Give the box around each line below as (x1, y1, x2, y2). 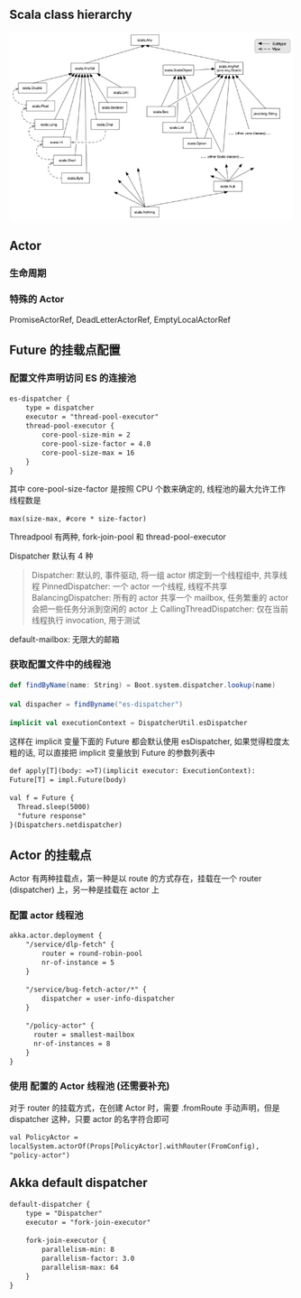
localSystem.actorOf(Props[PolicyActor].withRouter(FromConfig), (9, 1141, 260, 1151)
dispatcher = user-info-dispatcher (41, 994, 176, 1004)
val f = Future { (9, 794, 75, 803)
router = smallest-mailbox (32, 1030, 135, 1040)
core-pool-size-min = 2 (41, 430, 131, 439)
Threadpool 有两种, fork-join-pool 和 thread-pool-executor (9, 531, 227, 542)
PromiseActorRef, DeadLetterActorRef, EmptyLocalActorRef (9, 314, 232, 325)
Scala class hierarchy (9, 7, 132, 23)
